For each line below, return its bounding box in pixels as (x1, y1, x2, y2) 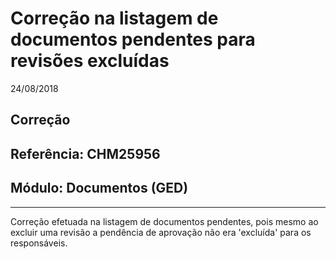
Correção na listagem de (10, 7, 219, 30)
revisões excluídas (10, 50, 170, 72)
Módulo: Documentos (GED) (10, 180, 189, 197)
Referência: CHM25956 (10, 145, 161, 162)
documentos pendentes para (10, 28, 256, 51)
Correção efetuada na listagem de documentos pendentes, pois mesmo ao (10, 215, 319, 227)
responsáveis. (10, 237, 68, 249)
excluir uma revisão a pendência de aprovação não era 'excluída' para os (10, 226, 312, 238)
